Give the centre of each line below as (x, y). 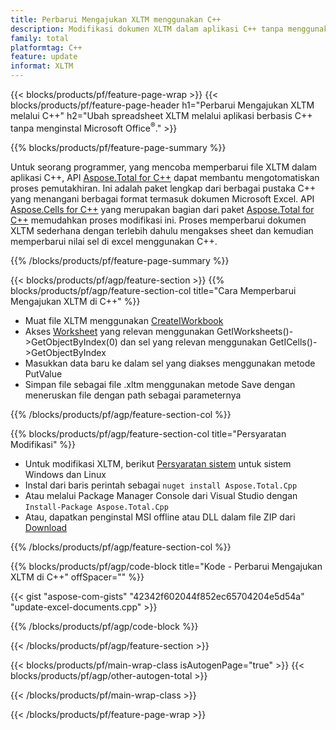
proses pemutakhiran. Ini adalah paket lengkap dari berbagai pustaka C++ (163, 188)
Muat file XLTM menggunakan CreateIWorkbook (124, 320)
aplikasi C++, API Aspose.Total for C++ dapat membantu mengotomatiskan (165, 177)
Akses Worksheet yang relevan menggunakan (119, 331)
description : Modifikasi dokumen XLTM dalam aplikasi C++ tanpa (147, 29)
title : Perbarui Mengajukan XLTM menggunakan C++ (116, 19)
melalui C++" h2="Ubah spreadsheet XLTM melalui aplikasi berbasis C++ (161, 115)
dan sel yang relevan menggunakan (193, 342)
